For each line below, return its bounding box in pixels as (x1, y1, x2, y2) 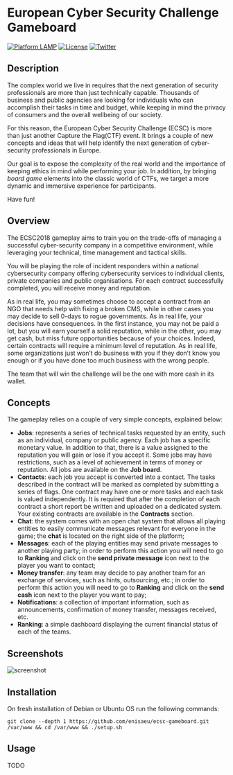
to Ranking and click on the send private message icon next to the (17, 554, 209, 562)
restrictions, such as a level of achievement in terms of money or (17, 458, 202, 467)
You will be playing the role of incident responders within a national (7, 261, 199, 270)
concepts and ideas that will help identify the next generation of (7, 139, 189, 147)
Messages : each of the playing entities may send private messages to (17, 539, 218, 548)
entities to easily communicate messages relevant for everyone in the (17, 525, 216, 533)
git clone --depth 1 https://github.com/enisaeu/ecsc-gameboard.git (7, 718, 209, 725)
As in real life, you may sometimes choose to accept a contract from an (7, 297, 211, 306)
